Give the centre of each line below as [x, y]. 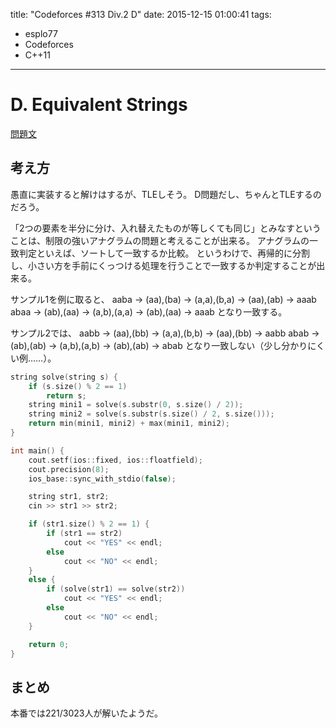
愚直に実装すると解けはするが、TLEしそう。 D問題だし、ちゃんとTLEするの [166, 194]
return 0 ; [49, 644]
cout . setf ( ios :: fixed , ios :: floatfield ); [115, 460]
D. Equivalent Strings [99, 105]
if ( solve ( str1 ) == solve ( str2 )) [116, 589]
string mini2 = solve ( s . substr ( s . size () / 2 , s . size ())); [151, 414]
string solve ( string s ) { [64, 377]
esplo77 [41, 33]
